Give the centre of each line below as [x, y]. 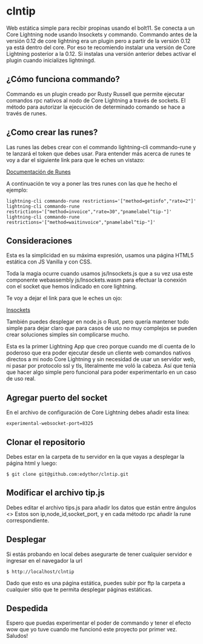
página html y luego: [32, 463]
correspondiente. [28, 520]
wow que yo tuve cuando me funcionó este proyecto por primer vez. [92, 629]
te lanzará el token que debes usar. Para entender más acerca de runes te [98, 154]
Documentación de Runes [38, 172]
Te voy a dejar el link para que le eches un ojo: [64, 298]
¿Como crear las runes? [52, 133]
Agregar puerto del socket [57, 398]
